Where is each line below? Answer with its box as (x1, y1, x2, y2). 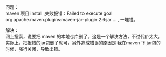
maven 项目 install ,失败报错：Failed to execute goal (5, 10, 113, 16)
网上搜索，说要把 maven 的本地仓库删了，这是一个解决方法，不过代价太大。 (5, 34, 162, 39)
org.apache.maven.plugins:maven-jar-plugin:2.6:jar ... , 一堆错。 (5, 17, 138, 22)
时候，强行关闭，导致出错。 (5, 46, 63, 52)
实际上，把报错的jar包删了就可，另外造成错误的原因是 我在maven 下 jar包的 (5, 40, 161, 46)
